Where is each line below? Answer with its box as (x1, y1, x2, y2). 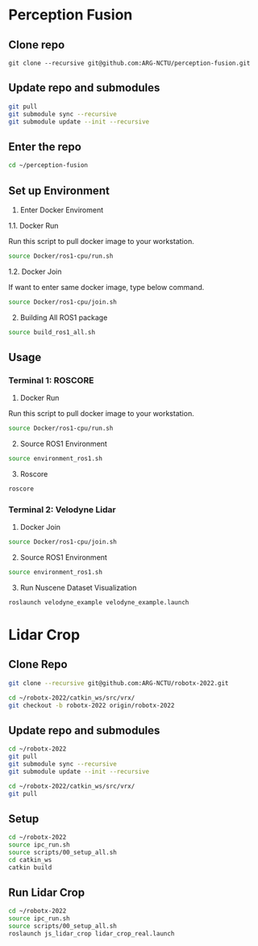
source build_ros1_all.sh (8, 328, 95, 336)
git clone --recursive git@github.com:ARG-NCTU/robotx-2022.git (8, 679, 229, 687)
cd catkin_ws (8, 856, 52, 864)
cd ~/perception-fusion (8, 162, 89, 170)
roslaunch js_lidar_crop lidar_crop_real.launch (8, 930, 175, 938)
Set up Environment (8, 183, 110, 197)
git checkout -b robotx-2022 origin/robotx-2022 (8, 701, 175, 709)
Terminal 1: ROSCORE (8, 374, 94, 385)
